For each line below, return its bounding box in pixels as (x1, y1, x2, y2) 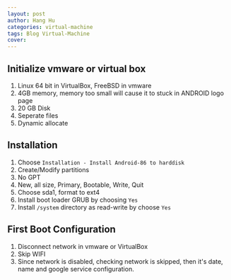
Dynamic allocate (17, 118, 69, 127)
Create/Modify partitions (17, 165, 90, 174)
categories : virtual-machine (7, 23, 93, 30)
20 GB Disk (17, 104, 51, 112)
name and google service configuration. (17, 264, 134, 273)
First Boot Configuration (7, 224, 117, 236)
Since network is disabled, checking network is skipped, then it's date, (17, 257, 224, 265)
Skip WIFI (17, 250, 46, 258)
